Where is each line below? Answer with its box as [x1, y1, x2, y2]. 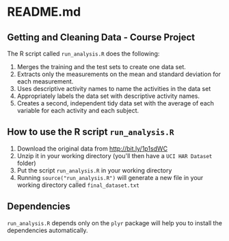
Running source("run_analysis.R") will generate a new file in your [16, 173, 204, 181]
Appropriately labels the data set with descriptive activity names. [16, 92, 200, 100]
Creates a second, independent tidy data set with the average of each [16, 99, 214, 107]
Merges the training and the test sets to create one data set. [16, 63, 186, 71]
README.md [7, 4, 81, 20]
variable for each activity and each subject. [16, 107, 139, 114]
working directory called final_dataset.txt [16, 181, 140, 189]
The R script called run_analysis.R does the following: [7, 49, 160, 58]
